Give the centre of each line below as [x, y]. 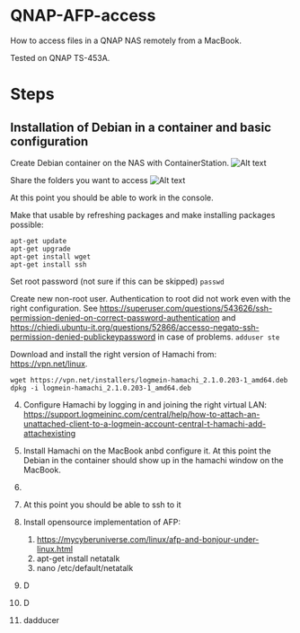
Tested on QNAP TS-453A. [60, 57]
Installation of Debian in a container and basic [141, 127]
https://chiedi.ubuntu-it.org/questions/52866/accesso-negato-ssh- [135, 327]
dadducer [41, 620]
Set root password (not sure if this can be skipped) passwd [117, 281]
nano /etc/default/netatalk [85, 567]
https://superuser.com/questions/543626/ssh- [186, 308]
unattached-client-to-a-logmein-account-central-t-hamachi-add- [145, 424]
